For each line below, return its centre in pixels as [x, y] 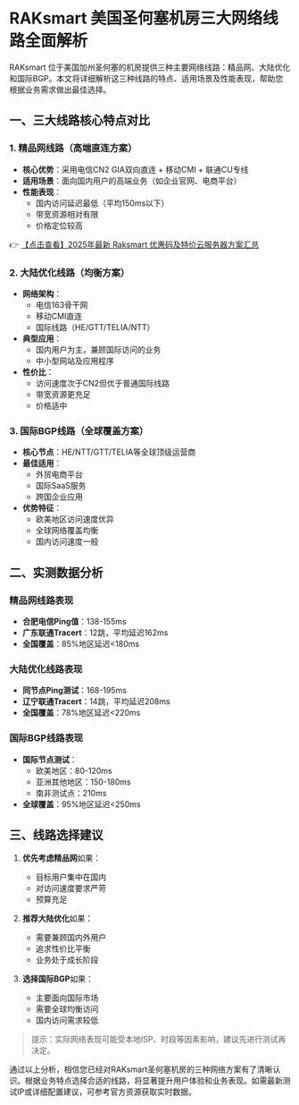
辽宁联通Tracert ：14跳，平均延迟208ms [96, 701]
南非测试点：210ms [71, 793]
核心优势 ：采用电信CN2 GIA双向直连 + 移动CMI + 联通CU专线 [135, 169]
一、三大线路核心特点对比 [79, 120]
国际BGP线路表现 [46, 738]
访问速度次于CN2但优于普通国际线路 [102, 383]
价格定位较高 [59, 225]
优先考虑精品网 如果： [61, 858]
